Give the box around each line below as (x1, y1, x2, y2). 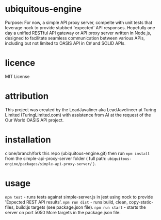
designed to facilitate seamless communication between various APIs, (5, 35, 145, 41)
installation (5, 134, 51, 145)
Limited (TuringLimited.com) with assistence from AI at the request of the (5, 112, 151, 118)
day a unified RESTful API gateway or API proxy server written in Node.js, (5, 30, 152, 36)
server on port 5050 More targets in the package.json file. (5, 209, 121, 215)
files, (5, 204, 15, 210)
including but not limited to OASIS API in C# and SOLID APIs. (5, 40, 126, 46)
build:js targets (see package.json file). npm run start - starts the (16, 204, 146, 210)
